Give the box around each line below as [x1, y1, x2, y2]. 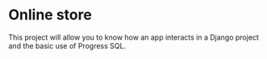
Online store [8, 6, 93, 24]
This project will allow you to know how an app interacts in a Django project [8, 32, 260, 42]
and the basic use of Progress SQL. [8, 40, 127, 50]
